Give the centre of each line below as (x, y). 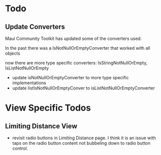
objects (13, 53)
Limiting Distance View (41, 126)
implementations (29, 83)
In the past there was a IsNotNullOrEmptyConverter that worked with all (78, 48)
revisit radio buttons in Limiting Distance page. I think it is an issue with (84, 138)
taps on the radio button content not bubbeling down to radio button (81, 143)
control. (20, 148)
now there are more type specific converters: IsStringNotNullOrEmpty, (76, 63)
